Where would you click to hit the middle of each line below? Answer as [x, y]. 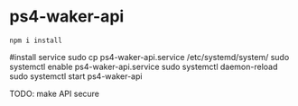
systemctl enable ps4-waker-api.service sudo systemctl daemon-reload [144, 66]
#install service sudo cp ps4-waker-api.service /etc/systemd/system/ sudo [149, 57]
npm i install [36, 40]
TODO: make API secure [55, 93]
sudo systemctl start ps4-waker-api [76, 76]
